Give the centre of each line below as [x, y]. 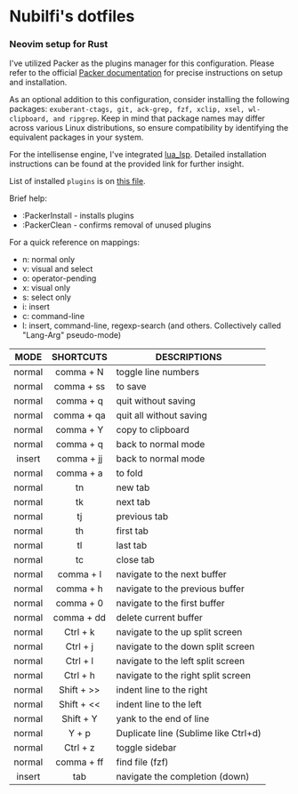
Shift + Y [80, 719]
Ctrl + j [80, 646]
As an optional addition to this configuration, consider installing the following [149, 100]
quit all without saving [161, 415]
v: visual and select [57, 269]
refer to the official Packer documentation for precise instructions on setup [146, 73]
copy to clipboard [153, 430]
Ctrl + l [80, 662]
